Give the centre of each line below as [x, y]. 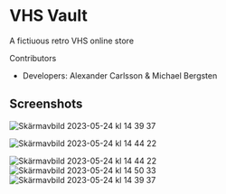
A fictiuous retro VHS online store [71, 41]
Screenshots [46, 104]
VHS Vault [48, 16]
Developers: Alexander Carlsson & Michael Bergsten [120, 75]
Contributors [33, 58]
